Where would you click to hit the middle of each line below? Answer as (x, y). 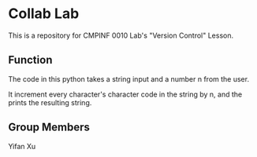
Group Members (49, 128)
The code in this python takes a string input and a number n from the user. (129, 78)
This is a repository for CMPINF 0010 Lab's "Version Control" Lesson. (121, 35)
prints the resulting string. (50, 102)
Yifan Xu (22, 146)
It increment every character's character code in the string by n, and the (125, 94)
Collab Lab (44, 14)
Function (30, 60)
